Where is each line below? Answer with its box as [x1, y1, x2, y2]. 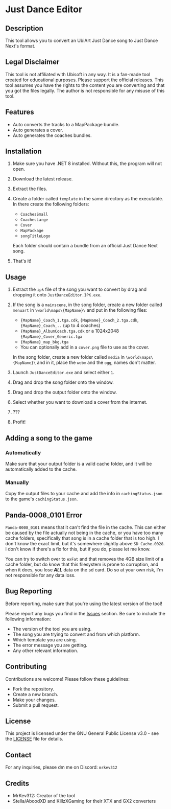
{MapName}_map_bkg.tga [20, 340, 69, 345]
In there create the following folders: [12, 201, 89, 207]
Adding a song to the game [5, 433, 93, 443]
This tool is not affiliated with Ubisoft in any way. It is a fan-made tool [5, 71, 151, 77]
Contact [5, 750, 32, 759]
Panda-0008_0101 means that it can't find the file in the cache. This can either [5, 524, 166, 530]
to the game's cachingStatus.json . [5, 496, 78, 502]
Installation [5, 147, 42, 156]
